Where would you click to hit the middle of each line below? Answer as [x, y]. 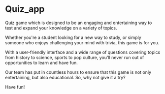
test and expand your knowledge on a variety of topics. [61, 28]
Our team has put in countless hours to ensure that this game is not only [78, 72]
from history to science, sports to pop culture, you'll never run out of [75, 57]
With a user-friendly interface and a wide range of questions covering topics [83, 52]
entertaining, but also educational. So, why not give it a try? [65, 77]
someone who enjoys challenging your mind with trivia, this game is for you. [82, 42]
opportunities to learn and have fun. [41, 63]
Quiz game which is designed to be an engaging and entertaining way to [79, 23]
